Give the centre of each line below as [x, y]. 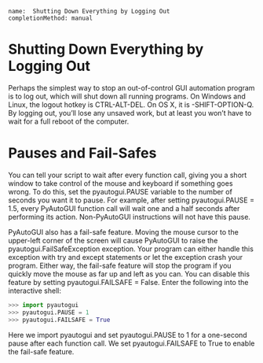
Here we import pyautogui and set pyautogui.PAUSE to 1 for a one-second [128, 335]
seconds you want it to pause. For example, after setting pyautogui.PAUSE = [131, 200]
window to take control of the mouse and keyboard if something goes [121, 183]
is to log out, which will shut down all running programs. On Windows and [127, 96]
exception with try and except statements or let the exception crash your [126, 257]
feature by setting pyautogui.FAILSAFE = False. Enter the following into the [128, 282]
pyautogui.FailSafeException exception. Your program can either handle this [131, 249]
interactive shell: [35, 291]
